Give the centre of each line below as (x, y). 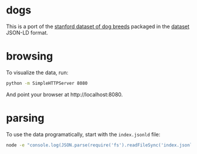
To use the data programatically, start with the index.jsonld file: (83, 134)
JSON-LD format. (27, 32)
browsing (30, 57)
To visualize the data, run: (37, 72)
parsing (25, 118)
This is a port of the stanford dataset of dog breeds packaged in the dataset (98, 26)
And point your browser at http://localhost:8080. (64, 94)
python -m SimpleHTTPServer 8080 (47, 83)
